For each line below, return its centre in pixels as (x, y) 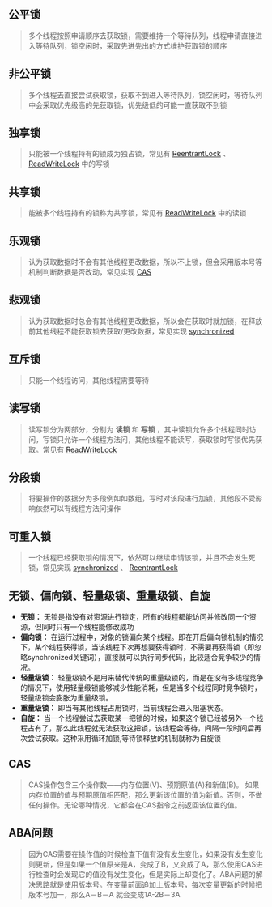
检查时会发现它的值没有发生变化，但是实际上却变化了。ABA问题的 (146, 874)
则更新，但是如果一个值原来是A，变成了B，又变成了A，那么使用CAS (142, 864)
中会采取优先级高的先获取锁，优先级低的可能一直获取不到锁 (127, 104)
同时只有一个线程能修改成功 (88, 627)
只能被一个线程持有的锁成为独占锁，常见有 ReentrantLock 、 (129, 154)
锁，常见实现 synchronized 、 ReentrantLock (103, 568)
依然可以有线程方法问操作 (78, 509)
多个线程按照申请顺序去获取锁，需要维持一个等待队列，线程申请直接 (142, 36)
